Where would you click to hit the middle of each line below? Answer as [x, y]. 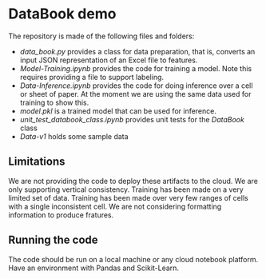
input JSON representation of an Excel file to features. [109, 60]
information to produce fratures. [61, 215]
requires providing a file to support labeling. [92, 77]
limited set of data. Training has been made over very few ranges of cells [129, 197]
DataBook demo [62, 14]
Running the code [53, 240]
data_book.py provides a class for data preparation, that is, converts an [137, 51]
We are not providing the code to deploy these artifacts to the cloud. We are [133, 181]
